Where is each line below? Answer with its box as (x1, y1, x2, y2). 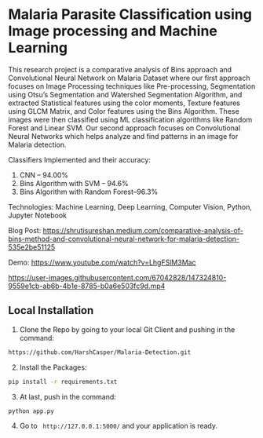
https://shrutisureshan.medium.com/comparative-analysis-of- (42, 225, 243, 235)
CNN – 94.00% (19, 170, 69, 180)
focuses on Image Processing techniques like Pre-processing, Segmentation (8, 81, 256, 91)
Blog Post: (8, 225, 42, 235)
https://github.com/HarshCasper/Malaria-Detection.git (8, 348, 192, 356)
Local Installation (8, 304, 94, 317)
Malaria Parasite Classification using (8, 5, 253, 24)
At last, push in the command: (19, 392, 116, 401)
